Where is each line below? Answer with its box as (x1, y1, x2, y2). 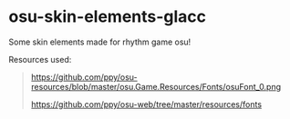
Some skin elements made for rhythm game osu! (8, 36, 192, 47)
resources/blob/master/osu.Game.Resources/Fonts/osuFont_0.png (30, 81, 282, 92)
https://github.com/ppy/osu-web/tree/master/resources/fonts (30, 98, 262, 110)
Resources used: (8, 54, 72, 64)
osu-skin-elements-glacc (8, 6, 207, 27)
